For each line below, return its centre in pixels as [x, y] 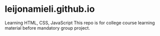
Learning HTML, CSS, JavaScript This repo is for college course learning [80, 23]
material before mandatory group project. [47, 28]
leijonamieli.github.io [50, 9]
